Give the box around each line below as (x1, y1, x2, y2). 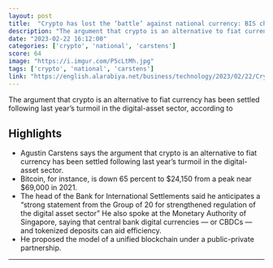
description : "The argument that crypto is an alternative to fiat (8, 27, 242, 35)
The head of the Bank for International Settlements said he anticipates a (19, 192, 261, 201)
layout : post (8, 11, 53, 20)
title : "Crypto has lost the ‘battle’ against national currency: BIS (8, 19, 256, 28)
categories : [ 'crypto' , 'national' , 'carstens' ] (8, 42, 176, 50)
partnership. (19, 243, 62, 253)
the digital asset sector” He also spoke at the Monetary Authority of (19, 209, 246, 218)
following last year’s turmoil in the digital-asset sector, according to (8, 103, 233, 113)
